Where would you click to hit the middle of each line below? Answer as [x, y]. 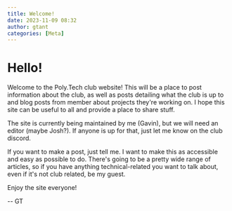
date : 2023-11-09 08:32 [42, 20]
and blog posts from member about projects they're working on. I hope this [116, 102]
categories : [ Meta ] [36, 33]
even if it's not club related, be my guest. [66, 174]
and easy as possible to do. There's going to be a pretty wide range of [109, 159]
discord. [19, 138]
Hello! [25, 68]
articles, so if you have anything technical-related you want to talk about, [113, 167]
